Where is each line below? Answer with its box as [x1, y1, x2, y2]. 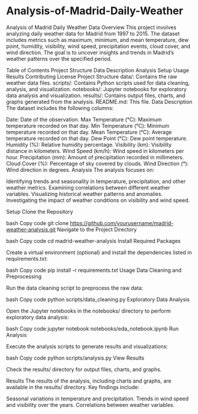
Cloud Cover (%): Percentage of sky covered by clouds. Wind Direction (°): [6, 160, 189, 167]
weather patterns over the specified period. [6, 55, 112, 62]
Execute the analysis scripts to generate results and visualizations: [6, 342, 168, 350]
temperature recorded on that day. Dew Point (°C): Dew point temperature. [6, 134, 188, 142]
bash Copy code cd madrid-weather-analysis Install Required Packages [6, 237, 181, 244]
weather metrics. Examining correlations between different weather [6, 184, 170, 191]
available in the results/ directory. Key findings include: [6, 383, 140, 390]
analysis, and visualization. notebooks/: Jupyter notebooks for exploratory [6, 85, 187, 92]
